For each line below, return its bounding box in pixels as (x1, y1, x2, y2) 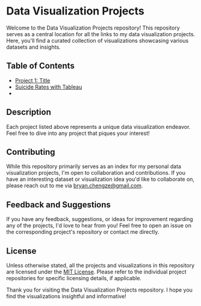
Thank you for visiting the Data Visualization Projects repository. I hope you (6, 286, 193, 293)
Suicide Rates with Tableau (14, 83, 82, 90)
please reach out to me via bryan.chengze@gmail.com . (6, 182, 143, 189)
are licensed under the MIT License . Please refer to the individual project (6, 268, 187, 275)
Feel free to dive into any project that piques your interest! (6, 130, 150, 137)
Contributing (6, 146, 55, 157)
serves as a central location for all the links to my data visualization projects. (6, 30, 196, 37)
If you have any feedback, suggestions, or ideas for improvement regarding (6, 216, 194, 223)
